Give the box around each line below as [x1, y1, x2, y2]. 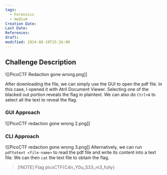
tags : [5, 7, 16, 12]
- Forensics [9, 12, 35, 17]
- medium [9, 16, 28, 21]
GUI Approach [5, 109, 40, 116]
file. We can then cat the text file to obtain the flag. [5, 155, 110, 161]
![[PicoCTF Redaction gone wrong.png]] [5, 71, 88, 77]
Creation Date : [5, 21, 37, 26]
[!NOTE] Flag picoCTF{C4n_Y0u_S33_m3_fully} [17, 165, 115, 171]
